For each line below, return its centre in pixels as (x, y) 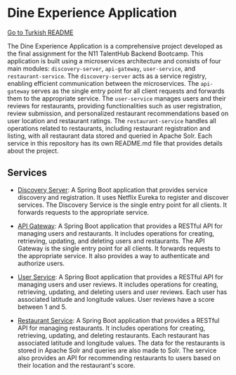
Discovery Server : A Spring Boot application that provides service (112, 190)
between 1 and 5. (42, 307)
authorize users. (41, 263)
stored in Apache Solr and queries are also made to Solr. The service (117, 350)
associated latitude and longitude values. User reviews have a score (116, 299)
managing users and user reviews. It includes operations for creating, (118, 284)
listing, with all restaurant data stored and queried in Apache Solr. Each (110, 136)
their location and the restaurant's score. (76, 365)
